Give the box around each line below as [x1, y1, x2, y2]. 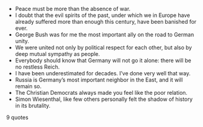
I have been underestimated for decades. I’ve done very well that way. [15, 70, 191, 77]
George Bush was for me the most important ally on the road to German [15, 31, 195, 38]
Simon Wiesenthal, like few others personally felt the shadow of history [15, 95, 193, 103]
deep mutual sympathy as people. [15, 50, 100, 57]
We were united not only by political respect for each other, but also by [15, 44, 192, 51]
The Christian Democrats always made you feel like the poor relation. [15, 89, 188, 96]
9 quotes [6, 114, 28, 121]
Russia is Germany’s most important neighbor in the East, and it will [15, 76, 183, 83]
